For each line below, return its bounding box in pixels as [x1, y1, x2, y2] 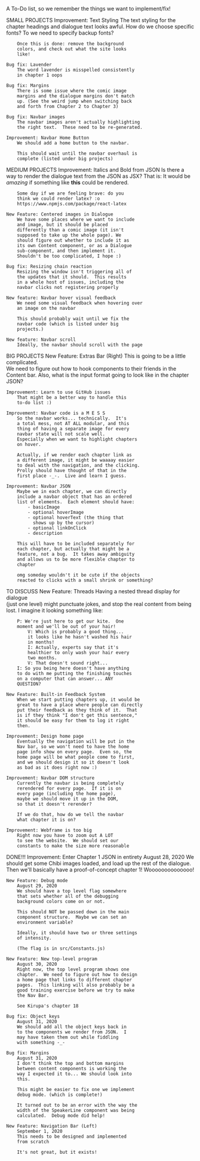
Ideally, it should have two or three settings [17, 930, 137, 936]
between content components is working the [17, 1065, 127, 1071]
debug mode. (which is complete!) [17, 1092, 103, 1098]
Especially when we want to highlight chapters [17, 436, 137, 442]
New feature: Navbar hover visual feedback [6, 295, 116, 301]
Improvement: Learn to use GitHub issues [6, 389, 111, 395]
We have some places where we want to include [17, 217, 135, 223]
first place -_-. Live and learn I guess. [17, 473, 127, 479]
